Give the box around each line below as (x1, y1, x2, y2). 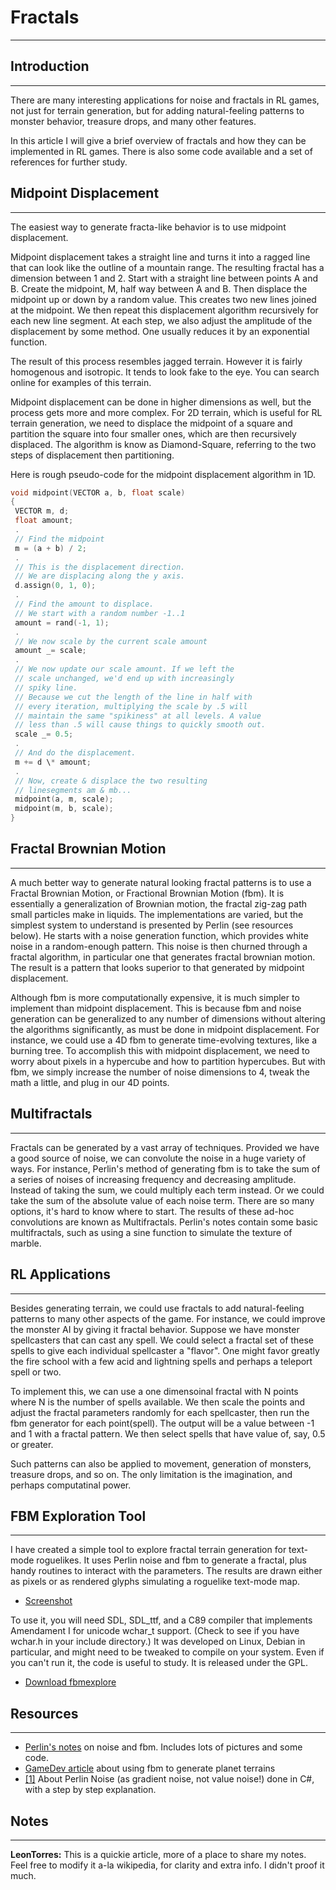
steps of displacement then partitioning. (10, 449, 175, 461)
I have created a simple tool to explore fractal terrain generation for (10, 1544, 287, 1556)
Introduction (10, 58, 90, 75)
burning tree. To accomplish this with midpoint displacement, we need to (10, 1044, 310, 1056)
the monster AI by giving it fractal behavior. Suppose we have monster (10, 1323, 300, 1335)
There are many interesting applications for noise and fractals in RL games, (10, 94, 320, 106)
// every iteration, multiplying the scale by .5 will (14, 701, 248, 711)
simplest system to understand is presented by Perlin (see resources (10, 919, 294, 931)
